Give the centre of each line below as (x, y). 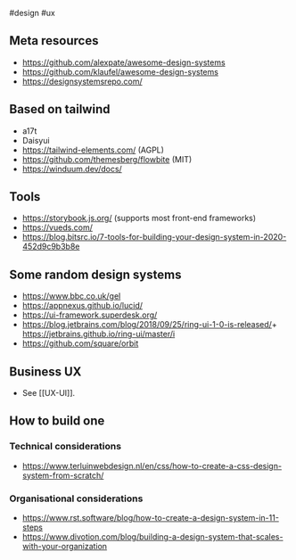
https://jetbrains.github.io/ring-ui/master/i (99, 334)
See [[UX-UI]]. (49, 393)
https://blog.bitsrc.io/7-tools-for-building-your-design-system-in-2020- (154, 237)
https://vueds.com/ (58, 227)
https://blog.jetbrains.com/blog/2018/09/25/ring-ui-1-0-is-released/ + (150, 325)
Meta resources (54, 41)
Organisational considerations (76, 498)
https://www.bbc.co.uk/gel (71, 296)
